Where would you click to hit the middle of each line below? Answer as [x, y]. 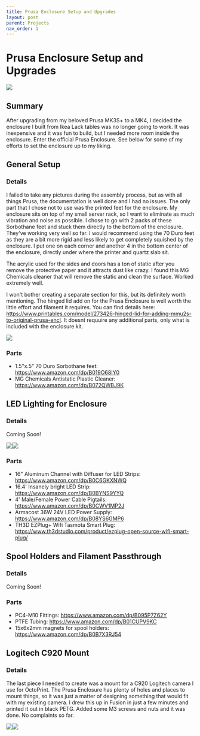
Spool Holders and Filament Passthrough [84, 556]
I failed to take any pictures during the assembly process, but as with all [94, 195]
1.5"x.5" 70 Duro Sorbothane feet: [56, 366]
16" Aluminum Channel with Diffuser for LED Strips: [78, 473]
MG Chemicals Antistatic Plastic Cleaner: [65, 379]
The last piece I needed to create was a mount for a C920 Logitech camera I [100, 683]
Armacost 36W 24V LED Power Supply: [63, 512]
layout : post [22, 17]
